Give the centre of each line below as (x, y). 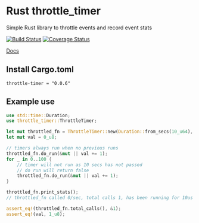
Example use (31, 102)
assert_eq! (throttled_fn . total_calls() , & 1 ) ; (63, 208)
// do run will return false (53, 170)
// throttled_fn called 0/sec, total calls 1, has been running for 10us (100, 198)
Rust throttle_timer (54, 11)
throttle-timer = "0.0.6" (38, 83)
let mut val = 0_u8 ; (32, 138)
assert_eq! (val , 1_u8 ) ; (36, 214)
